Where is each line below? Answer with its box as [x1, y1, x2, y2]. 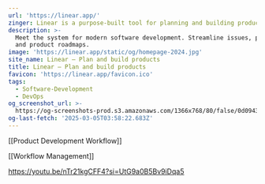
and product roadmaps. [15, 41, 90, 49]
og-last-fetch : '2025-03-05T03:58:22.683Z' [8, 115, 154, 122]
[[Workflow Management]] [8, 151, 95, 160]
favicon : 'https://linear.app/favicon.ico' [8, 70, 154, 78]
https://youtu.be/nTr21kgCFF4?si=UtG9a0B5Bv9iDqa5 [8, 167, 185, 176]
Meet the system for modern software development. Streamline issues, [15, 33, 252, 42]
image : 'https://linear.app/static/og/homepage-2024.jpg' [8, 48, 203, 56]
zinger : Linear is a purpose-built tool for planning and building [8, 19, 235, 27]
